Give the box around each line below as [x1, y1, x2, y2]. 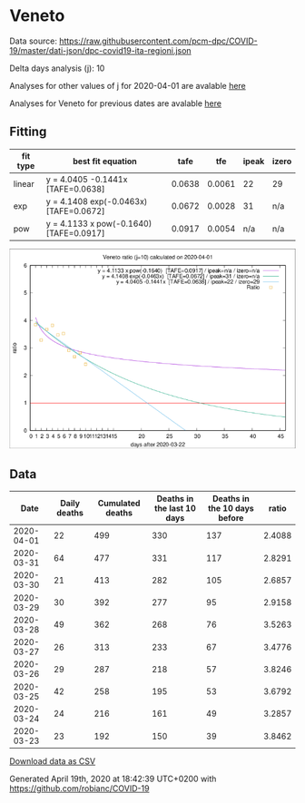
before [217, 512, 244, 523]
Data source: [9, 35, 57, 46]
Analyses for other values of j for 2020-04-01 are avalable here [9, 80, 247, 91]
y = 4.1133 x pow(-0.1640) [45, 219, 152, 229]
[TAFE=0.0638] [45, 183, 105, 194]
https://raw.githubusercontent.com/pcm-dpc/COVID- [58, 35, 259, 46]
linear [13, 179, 34, 189]
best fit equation [72, 155, 138, 166]
